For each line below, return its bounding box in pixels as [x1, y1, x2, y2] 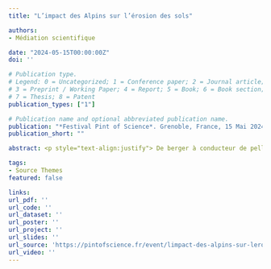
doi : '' [8, 56, 35, 64]
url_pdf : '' [8, 196, 48, 204]
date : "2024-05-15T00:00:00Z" [8, 48, 110, 56]
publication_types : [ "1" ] [8, 100, 95, 109]
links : [8, 188, 31, 197]
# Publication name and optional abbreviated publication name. [8, 114, 229, 123]
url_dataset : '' [8, 211, 63, 219]
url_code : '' [8, 203, 52, 212]
